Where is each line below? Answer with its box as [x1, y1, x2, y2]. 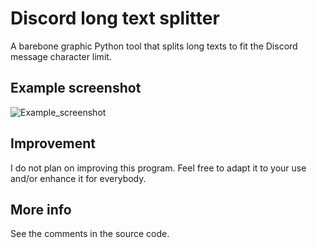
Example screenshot [10, 80, 142, 97]
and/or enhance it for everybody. [10, 172, 147, 184]
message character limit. [10, 50, 112, 62]
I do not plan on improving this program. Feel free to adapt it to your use [10, 162, 307, 174]
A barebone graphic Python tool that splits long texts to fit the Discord [10, 40, 298, 52]
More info [10, 201, 72, 218]
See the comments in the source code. [10, 228, 170, 240]
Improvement [10, 135, 96, 152]
